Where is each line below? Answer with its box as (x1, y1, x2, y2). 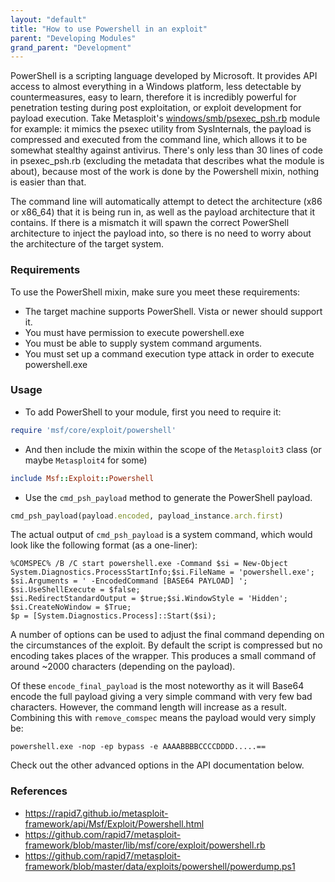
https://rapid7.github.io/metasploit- (24, 807, 169, 819)
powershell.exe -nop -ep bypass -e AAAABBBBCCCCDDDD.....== (10, 742, 267, 752)
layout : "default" (10, 14, 87, 25)
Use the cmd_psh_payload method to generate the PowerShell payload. (24, 491, 313, 503)
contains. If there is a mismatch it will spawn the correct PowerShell (10, 217, 290, 229)
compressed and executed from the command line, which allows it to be (10, 134, 308, 146)
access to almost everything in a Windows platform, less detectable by (10, 81, 302, 93)
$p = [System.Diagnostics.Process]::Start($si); (10, 611, 217, 621)
